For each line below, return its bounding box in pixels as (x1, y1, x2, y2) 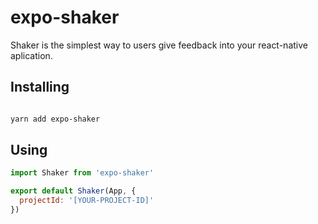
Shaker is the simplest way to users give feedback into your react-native (10, 39, 308, 51)
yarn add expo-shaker (10, 114, 101, 124)
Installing (10, 79, 70, 96)
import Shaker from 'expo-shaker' (10, 168, 155, 178)
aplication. (10, 49, 53, 61)
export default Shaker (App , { (10, 186, 137, 196)
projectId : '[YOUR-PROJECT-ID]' (19, 196, 155, 206)
